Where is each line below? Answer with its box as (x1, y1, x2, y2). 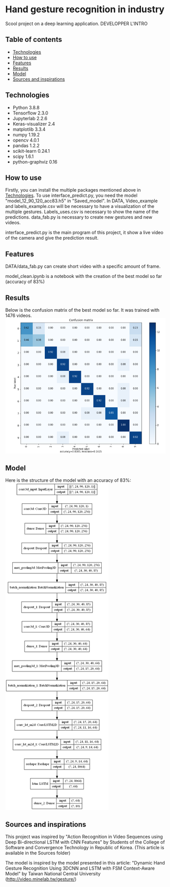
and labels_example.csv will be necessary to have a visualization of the (5, 203, 155, 209)
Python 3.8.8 (12, 104, 40, 110)
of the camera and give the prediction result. (5, 235, 99, 241)
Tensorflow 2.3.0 (12, 110, 48, 116)
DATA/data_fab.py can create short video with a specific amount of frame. (5, 263, 161, 269)
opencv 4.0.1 (12, 137, 39, 143)
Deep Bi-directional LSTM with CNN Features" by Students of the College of (5, 839, 165, 845)
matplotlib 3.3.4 (12, 126, 46, 132)
